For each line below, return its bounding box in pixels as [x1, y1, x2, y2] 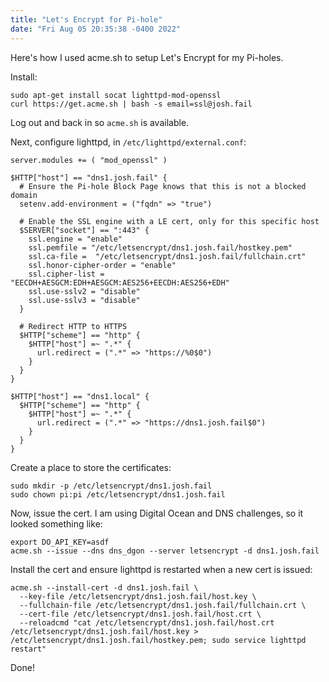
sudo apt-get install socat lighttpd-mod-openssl [10, 90, 222, 100]
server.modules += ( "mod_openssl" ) [10, 155, 168, 165]
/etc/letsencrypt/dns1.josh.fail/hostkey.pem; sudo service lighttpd [10, 635, 307, 645]
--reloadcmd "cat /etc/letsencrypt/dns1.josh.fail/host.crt [19, 617, 275, 628]
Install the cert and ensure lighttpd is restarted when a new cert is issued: [10, 563, 313, 575]
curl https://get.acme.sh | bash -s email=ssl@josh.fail [10, 99, 253, 109]
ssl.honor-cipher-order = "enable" [28, 260, 177, 270]
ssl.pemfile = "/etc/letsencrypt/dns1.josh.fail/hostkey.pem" [28, 242, 293, 253]
